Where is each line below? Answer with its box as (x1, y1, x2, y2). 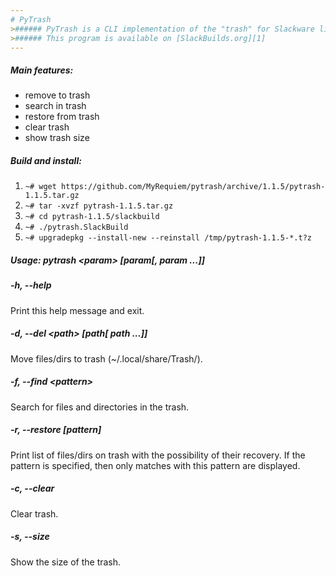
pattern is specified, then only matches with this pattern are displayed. (10, 459, 301, 471)
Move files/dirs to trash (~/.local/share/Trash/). (10, 352, 203, 365)
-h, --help (10, 279, 52, 291)
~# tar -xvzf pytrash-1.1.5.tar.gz (24, 201, 174, 211)
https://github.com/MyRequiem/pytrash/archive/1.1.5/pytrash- (61, 182, 326, 192)
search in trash (24, 100, 87, 112)
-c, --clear (10, 482, 55, 495)
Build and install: (10, 154, 82, 166)
